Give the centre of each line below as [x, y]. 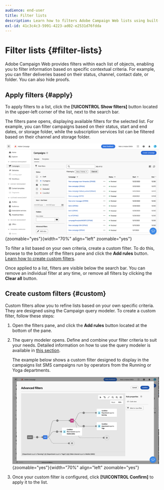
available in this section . [36, 350]
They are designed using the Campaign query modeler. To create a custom [81, 310]
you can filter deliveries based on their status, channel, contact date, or [77, 74]
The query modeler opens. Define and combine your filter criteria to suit [84, 340]
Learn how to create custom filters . [40, 258]
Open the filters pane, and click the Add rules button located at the [80, 325]
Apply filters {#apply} [39, 95]
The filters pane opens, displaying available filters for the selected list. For [79, 121]
